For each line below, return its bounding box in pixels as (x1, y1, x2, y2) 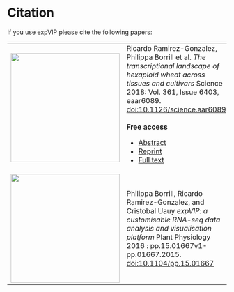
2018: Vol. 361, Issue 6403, (126, 87, 219, 97)
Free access (126, 122, 169, 132)
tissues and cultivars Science (126, 78, 223, 88)
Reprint (138, 146, 162, 156)
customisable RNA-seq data (126, 215, 221, 224)
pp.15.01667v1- (150, 240, 208, 250)
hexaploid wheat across (126, 70, 205, 79)
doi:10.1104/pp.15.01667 (126, 258, 214, 268)
